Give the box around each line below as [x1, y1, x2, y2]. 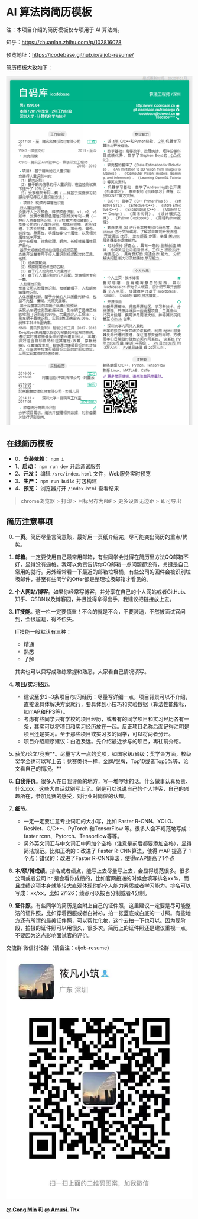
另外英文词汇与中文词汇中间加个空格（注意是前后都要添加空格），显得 [23, 840, 192, 847]
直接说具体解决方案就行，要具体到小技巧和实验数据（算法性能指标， [23, 701, 190, 708]
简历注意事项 [6, 517, 53, 527]
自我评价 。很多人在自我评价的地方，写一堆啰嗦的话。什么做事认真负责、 [14, 778, 191, 785]
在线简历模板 [6, 438, 53, 448]
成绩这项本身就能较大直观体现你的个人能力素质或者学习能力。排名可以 [20, 882, 191, 889]
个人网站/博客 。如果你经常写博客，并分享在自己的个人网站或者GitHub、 [14, 588, 189, 595]
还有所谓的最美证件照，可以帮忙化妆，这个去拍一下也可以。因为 [20, 917, 176, 924]
